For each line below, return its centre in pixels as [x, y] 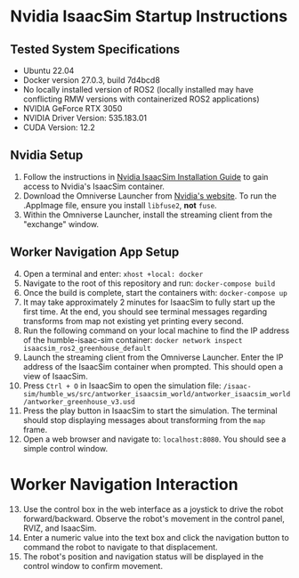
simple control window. [65, 448]
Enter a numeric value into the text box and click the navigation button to [156, 537]
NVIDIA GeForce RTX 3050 [73, 108]
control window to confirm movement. [93, 566]
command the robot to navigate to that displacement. [120, 547]
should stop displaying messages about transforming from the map [144, 419]
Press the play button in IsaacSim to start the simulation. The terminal [150, 411]
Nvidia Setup [47, 155]
